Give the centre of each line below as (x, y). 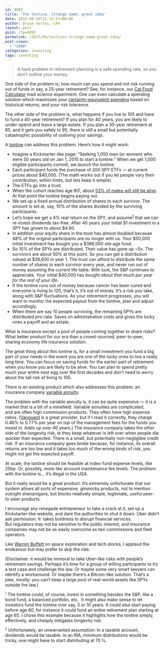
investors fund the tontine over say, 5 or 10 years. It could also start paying (80, 605)
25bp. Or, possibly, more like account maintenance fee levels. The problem (81, 469)
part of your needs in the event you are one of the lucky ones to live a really (81, 357)
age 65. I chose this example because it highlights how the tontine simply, (80, 615)
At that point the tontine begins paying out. (55, 196)
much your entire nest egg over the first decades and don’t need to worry (79, 372)
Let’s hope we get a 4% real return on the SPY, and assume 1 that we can (85, 217)
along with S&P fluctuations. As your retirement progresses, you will (81, 296)
